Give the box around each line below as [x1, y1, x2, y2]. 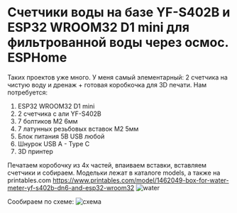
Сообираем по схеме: [7, 197, 75, 206]
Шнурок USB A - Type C [17, 139, 90, 148]
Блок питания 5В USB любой [17, 132, 105, 141]
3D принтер [17, 147, 53, 155]
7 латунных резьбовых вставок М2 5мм [17, 124, 139, 133]
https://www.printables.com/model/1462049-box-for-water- [53, 175, 229, 185]
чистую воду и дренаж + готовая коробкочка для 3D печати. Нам [7, 80, 207, 89]
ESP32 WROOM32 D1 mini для [7, 19, 190, 35]
